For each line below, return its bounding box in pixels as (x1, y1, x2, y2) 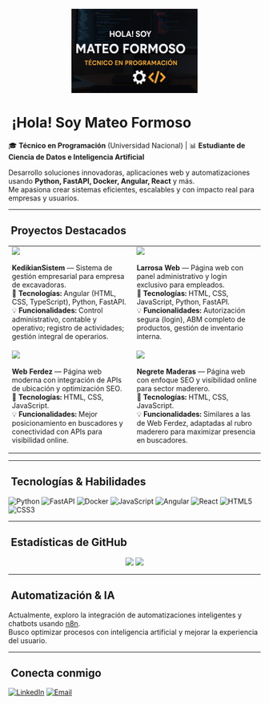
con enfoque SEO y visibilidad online (136, 374, 258, 385)
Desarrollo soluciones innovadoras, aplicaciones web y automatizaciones (8, 168, 251, 177)
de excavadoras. (11, 280, 66, 289)
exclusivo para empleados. (136, 280, 225, 289)
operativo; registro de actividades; (11, 323, 124, 333)
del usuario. (8, 635, 48, 645)
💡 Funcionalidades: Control (11, 305, 103, 315)
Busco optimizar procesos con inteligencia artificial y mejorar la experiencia (8, 627, 259, 637)
